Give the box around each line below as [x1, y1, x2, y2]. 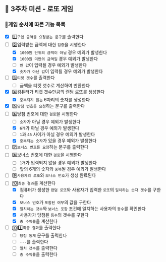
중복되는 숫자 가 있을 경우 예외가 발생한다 [19, 138, 97, 144]
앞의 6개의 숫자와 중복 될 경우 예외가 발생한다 [19, 166, 106, 172]
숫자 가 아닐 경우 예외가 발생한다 [19, 119, 81, 125]
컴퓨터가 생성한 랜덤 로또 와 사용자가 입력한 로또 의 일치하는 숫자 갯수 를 [19, 186, 152, 192]
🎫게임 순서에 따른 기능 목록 [5, 21, 66, 28]
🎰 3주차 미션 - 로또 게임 [5, 5, 74, 14]
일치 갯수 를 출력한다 [19, 245, 58, 251]
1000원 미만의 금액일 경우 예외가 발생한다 [19, 55, 98, 61]
